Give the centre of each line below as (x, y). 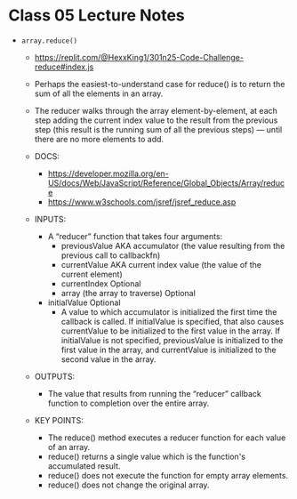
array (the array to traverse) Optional (128, 293)
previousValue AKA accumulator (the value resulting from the (173, 245)
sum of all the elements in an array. (99, 93)
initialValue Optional (84, 302)
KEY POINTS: (59, 420)
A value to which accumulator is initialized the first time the (169, 311)
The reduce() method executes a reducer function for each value (167, 438)
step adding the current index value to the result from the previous (156, 120)
